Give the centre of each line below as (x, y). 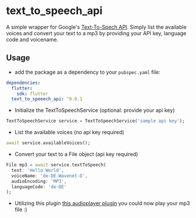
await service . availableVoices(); (48, 143)
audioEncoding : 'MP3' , (39, 181)
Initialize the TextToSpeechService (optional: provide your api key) (94, 110)
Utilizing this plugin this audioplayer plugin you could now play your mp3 (102, 203)
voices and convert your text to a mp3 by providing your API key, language (96, 33)
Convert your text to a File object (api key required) (76, 154)
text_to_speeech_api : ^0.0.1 (47, 99)
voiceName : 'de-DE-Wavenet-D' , (50, 176)
